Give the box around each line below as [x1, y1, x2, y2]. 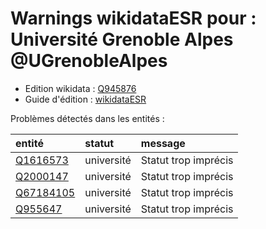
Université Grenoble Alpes [10, 28, 234, 51]
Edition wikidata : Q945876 [24, 82, 137, 94]
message [140, 136, 186, 150]
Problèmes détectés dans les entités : [10, 112, 165, 124]
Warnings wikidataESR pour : [10, 7, 257, 30]
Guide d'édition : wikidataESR [24, 93, 147, 105]
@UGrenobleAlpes [10, 50, 168, 72]
